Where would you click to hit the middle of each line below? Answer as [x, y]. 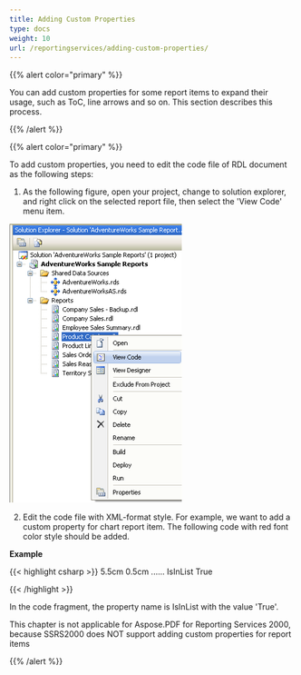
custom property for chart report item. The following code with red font [155, 527]
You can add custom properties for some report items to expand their [139, 93]
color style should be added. [76, 537]
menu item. [44, 211]
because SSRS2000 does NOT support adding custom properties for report [150, 634]
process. [26, 112]
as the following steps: [51, 174]
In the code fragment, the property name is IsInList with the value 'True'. [144, 607]
